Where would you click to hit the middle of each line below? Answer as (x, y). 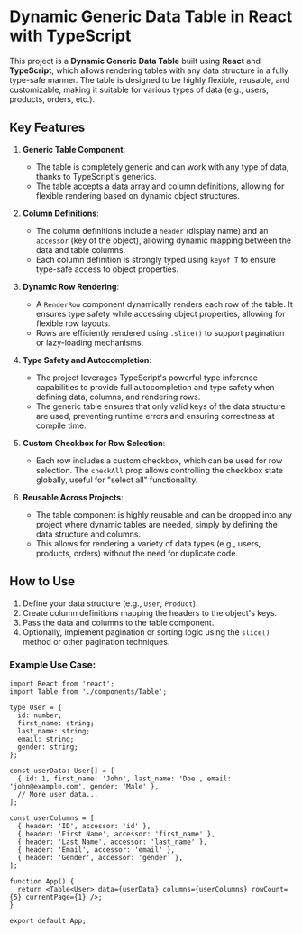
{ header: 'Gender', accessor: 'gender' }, (100, 857)
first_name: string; (56, 723)
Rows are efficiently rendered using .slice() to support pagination (160, 332)
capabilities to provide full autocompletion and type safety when (155, 387)
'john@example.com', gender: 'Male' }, (84, 786)
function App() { (42, 881)
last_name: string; (54, 731)
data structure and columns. (88, 534)
